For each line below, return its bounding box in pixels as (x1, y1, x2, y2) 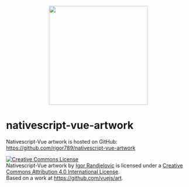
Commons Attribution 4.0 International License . (6, 168, 120, 175)
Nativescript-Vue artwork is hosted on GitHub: (6, 138, 118, 145)
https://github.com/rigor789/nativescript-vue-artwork (6, 144, 136, 151)
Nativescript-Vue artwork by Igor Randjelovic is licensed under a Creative (6, 162, 183, 169)
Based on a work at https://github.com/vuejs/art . (6, 174, 123, 181)
